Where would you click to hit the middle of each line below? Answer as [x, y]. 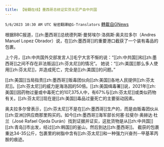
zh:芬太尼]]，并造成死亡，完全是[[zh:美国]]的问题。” [64, 70]
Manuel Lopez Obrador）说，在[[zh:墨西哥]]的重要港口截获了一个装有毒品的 [82, 41]
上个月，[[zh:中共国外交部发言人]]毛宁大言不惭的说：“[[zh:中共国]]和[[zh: [79, 57]
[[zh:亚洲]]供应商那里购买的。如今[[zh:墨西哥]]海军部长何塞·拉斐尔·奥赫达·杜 [82, 115]
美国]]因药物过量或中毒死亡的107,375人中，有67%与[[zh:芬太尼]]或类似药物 [81, 92]
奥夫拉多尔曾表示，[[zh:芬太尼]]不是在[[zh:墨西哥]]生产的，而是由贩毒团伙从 [82, 109]
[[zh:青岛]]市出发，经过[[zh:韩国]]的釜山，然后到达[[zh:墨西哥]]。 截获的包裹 [82, 127]
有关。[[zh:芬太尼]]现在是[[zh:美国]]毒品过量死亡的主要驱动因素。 [71, 98]
